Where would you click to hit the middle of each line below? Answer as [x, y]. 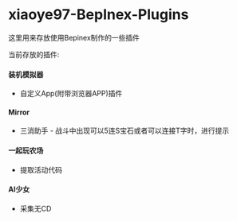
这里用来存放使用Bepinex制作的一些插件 [74, 37]
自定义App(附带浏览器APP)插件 [71, 94]
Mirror [19, 112]
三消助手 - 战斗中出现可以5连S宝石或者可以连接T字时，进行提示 [124, 131]
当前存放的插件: [34, 54]
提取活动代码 [41, 169]
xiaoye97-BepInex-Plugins [99, 15]
